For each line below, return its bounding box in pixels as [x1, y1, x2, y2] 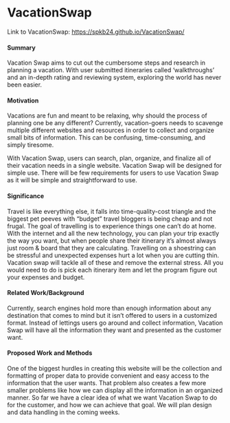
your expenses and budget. [7, 273, 85, 281]
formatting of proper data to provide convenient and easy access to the [7, 371, 209, 380]
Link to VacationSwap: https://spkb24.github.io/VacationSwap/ [7, 28, 185, 36]
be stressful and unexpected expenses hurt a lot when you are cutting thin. [7, 251, 220, 259]
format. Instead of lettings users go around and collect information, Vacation [7, 318, 223, 327]
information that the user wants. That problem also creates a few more [7, 378, 207, 387]
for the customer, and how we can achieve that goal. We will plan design [7, 400, 212, 409]
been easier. [7, 80, 43, 89]
